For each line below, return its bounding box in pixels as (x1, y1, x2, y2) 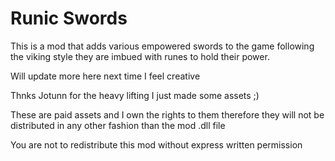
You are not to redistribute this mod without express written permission (10, 138, 303, 151)
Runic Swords (10, 7, 128, 30)
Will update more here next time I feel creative (10, 70, 201, 82)
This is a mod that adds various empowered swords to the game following (10, 40, 315, 52)
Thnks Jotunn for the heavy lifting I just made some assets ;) (10, 89, 260, 101)
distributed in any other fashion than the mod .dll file (10, 119, 226, 131)
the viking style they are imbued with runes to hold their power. (10, 50, 270, 62)
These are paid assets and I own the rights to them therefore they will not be (10, 108, 325, 121)
